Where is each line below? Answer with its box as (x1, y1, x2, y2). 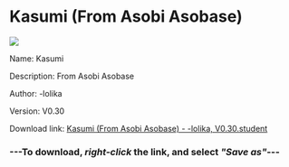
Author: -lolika (9, 88, 63, 98)
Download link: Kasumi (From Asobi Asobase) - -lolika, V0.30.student (9, 123, 268, 134)
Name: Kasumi (9, 52, 64, 64)
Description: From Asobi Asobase (9, 70, 135, 81)
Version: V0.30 (9, 106, 65, 116)
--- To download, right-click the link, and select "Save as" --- (9, 145, 281, 158)
